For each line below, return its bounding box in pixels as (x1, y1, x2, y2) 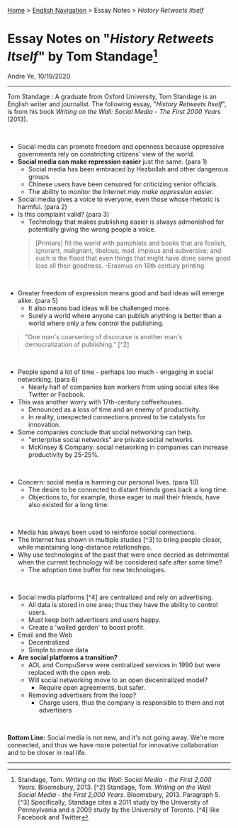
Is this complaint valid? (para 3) (17, 210, 110, 219)
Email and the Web (17, 630, 73, 640)
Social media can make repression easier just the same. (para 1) (17, 157, 208, 166)
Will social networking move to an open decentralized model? (28, 676, 208, 684)
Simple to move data (28, 646, 89, 654)
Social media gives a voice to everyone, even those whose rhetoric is (17, 195, 220, 204)
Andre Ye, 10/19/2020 (7, 72, 71, 81)
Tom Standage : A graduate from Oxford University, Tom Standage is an (7, 92, 217, 101)
